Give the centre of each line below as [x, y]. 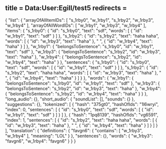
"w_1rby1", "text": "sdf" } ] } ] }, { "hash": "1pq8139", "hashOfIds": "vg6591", [82, 115]
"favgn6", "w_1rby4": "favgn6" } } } [40, 141]
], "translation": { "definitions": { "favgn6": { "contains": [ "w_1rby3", [74, 130]
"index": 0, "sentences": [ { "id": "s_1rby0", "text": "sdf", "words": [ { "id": [80, 109]
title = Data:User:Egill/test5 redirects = [66, 8]
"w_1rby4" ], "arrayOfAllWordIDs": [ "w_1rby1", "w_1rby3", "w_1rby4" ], [76, 25]
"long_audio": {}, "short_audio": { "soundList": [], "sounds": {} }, [70, 99]
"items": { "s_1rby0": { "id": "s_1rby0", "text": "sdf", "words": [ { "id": [74, 30]
